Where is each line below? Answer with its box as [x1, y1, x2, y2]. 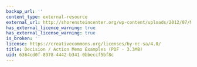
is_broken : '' [6, 36, 41, 41]
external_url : [6, 19, 41, 25]
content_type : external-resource [6, 14, 88, 20]
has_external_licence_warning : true [6, 24, 96, 31]
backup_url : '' [6, 8, 43, 15]
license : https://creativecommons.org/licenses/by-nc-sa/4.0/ [6, 41, 161, 47]
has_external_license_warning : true [6, 30, 96, 36]
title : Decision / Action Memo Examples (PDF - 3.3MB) [6, 47, 143, 52]
